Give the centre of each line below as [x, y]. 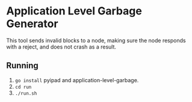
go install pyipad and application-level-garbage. [77, 80]
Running [23, 66]
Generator [32, 24]
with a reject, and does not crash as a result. [61, 47]
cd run [23, 87]
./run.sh [26, 93]
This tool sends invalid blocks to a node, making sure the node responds [96, 40]
